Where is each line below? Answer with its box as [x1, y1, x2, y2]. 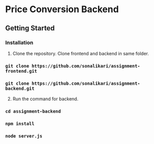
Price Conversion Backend [5, 4, 119, 15]
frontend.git [5, 68, 37, 74]
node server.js [5, 133, 43, 139]
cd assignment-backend [5, 109, 61, 115]
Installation [5, 39, 34, 46]
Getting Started [5, 24, 55, 32]
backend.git [5, 85, 35, 91]
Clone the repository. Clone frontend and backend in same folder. [12, 50, 149, 56]
